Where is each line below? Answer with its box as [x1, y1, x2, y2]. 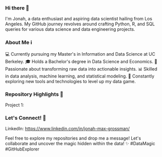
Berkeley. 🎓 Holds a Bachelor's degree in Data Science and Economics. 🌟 [5, 58, 158, 64]
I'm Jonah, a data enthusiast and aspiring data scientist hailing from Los [5, 16, 153, 22]
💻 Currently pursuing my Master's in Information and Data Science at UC [5, 51, 156, 57]
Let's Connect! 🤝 [5, 114, 46, 121]
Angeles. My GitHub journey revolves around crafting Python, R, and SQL [5, 21, 155, 27]
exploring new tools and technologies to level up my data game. [5, 78, 136, 84]
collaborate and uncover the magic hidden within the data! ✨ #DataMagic [5, 141, 156, 147]
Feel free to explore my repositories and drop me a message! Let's [5, 135, 141, 141]
